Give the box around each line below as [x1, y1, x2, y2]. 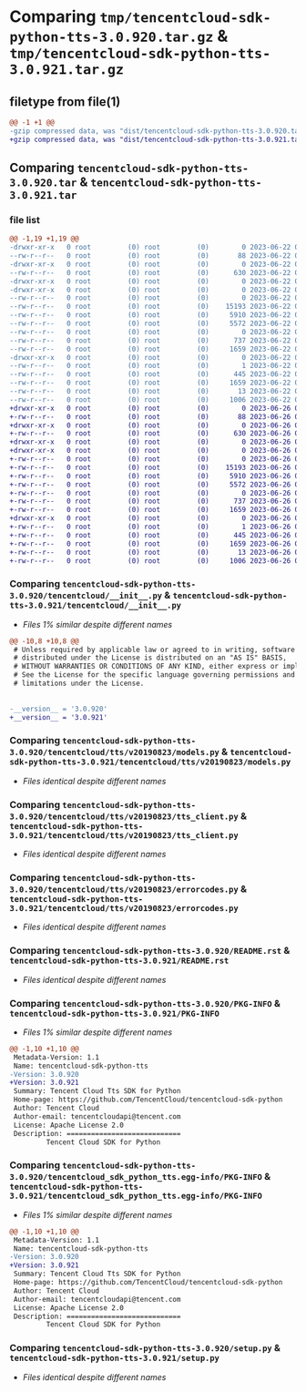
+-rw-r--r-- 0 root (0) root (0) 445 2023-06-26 [9, 530, 291, 539]
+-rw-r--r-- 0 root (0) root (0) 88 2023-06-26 [9, 412, 291, 421]
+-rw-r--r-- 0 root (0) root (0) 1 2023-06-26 [9, 522, 291, 532]
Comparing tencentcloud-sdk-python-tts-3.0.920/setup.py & [9, 1342, 280, 1355]
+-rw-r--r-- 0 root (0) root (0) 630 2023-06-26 [9, 429, 291, 438]
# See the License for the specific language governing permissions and [13, 670, 296, 680]
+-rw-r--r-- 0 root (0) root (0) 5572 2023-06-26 [9, 480, 291, 489]
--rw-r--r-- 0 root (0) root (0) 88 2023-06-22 [9, 251, 291, 261]
